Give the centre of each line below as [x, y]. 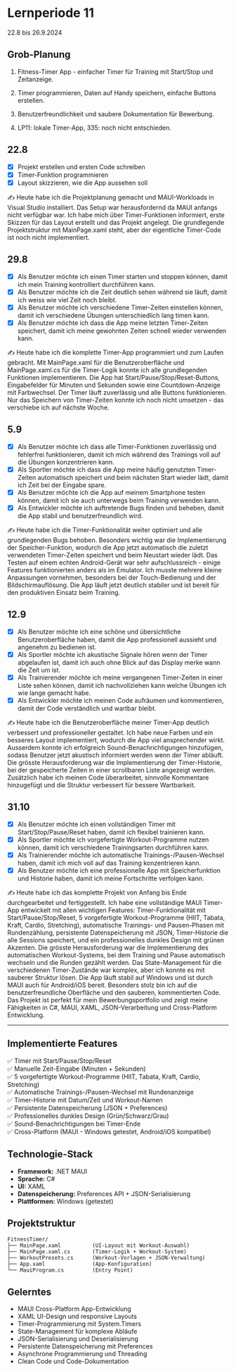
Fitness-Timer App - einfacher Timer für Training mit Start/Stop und [115, 71]
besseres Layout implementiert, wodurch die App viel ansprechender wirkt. [116, 740]
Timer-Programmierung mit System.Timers [79, 1324]
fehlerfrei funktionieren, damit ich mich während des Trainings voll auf [119, 454]
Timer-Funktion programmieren [63, 175]
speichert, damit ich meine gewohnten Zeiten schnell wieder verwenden [122, 331]
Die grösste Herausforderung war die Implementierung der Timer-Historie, [115, 762]
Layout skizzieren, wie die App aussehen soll [83, 183]
